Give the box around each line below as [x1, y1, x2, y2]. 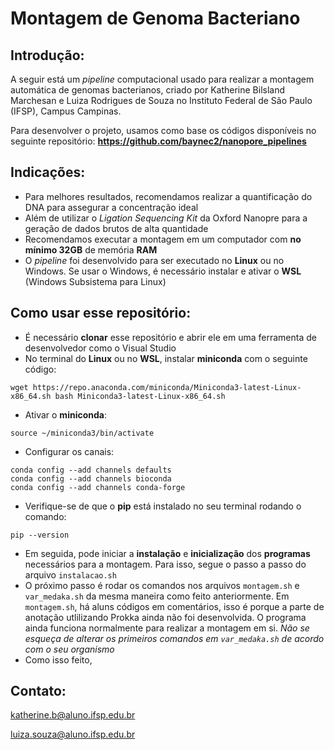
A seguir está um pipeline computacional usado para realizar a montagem [10, 73, 315, 85]
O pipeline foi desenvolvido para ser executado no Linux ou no [24, 254, 285, 266]
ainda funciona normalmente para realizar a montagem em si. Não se [24, 622, 310, 634]
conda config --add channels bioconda [10, 473, 172, 484]
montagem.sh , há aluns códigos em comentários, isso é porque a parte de [24, 600, 325, 612]
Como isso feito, [24, 653, 93, 666]
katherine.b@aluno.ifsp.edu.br [10, 709, 136, 721]
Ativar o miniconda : [24, 408, 107, 421]
